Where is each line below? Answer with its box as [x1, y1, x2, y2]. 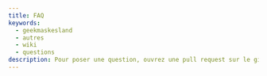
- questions [15, 48, 56, 56]
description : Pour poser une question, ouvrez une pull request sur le [8, 56, 250, 64]
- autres [15, 33, 44, 42]
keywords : [8, 19, 41, 27]
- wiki [15, 41, 37, 49]
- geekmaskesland [15, 26, 73, 34]
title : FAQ [8, 11, 44, 20]
